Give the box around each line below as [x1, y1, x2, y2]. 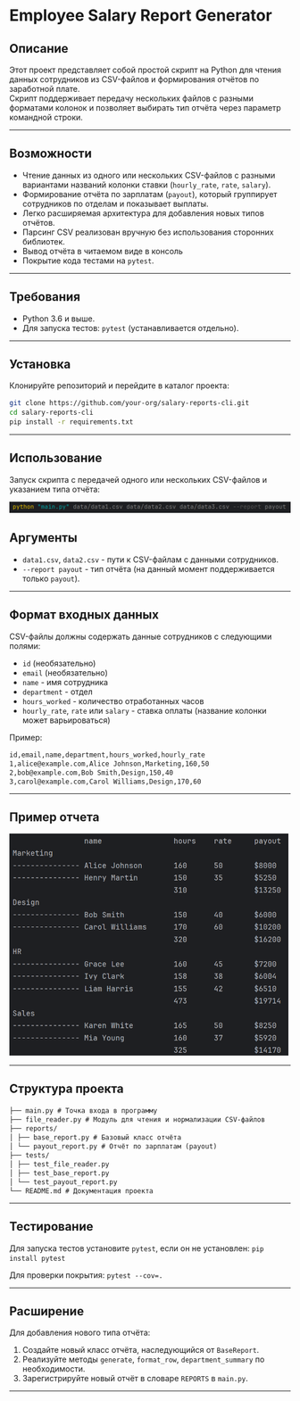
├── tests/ [9, 1150, 50, 1160]
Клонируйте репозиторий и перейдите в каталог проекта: [9, 380, 229, 391]
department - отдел [21, 686, 94, 697]
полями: [9, 640, 41, 651]
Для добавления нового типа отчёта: [9, 1327, 151, 1339]
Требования [9, 289, 80, 304]
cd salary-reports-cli [9, 408, 94, 418]
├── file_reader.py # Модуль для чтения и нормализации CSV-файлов [9, 1115, 266, 1124]
